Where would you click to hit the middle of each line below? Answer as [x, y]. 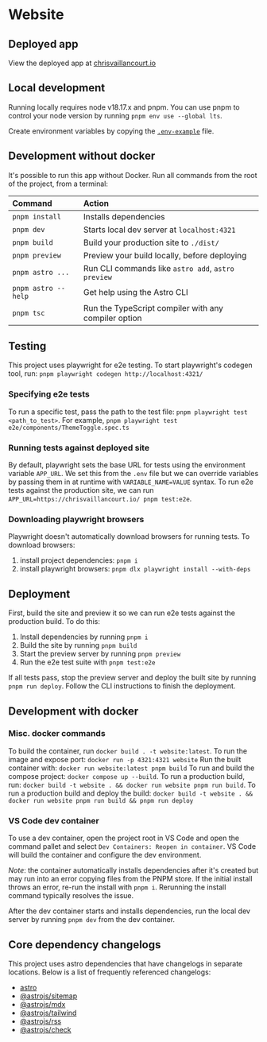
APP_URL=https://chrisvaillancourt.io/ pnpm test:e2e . [100, 499]
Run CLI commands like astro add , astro [159, 268]
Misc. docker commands [57, 734]
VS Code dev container [54, 820]
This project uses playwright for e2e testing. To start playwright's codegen [130, 365]
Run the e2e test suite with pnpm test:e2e [87, 662]
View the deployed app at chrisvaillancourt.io [82, 63]
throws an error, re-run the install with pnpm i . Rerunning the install [117, 887]
